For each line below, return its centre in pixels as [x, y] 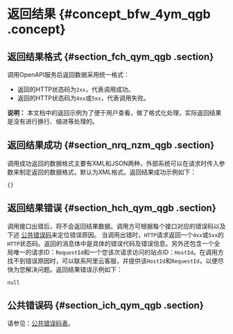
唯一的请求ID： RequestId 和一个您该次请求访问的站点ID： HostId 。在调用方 [118, 252]
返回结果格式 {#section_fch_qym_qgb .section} [111, 56]
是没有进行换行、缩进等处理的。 [53, 121]
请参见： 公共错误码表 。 [41, 324]
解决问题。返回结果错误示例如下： [74, 269]
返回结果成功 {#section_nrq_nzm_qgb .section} [111, 145]
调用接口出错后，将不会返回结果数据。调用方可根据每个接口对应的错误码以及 [116, 226]
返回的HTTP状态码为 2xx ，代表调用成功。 [76, 89]
